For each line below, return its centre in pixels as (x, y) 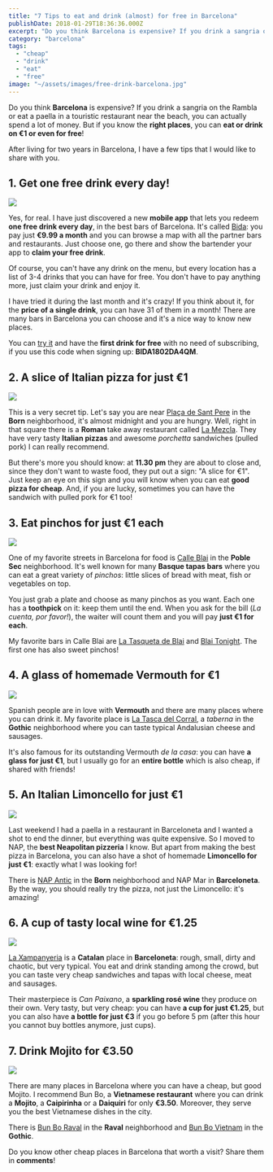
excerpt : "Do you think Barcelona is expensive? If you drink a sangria (134, 31)
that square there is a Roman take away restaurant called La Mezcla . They (132, 430)
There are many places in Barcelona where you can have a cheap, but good (135, 1086)
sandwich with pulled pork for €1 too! (70, 497)
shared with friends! (42, 769)
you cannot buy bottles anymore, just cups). (82, 1025)
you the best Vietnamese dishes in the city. (80, 1112)
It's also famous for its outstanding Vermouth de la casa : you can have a (130, 752)
